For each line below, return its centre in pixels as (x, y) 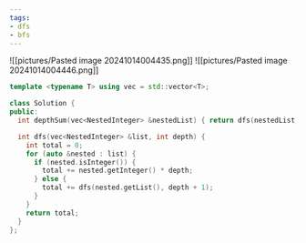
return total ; (52, 213)
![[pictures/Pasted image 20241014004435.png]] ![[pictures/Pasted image (149, 61)
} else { (50, 179)
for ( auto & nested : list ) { (81, 154)
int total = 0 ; (55, 145)
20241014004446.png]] (54, 70)
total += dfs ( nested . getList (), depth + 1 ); (128, 187)
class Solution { (42, 104)
